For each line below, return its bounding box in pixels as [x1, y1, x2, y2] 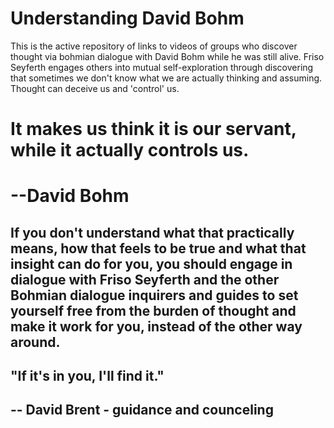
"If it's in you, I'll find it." [10, 368, 165, 385]
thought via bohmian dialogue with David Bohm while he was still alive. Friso [10, 50, 325, 62]
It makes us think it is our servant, [10, 118, 297, 141]
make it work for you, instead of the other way [10, 318, 303, 335]
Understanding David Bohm [10, 7, 245, 30]
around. [10, 333, 61, 351]
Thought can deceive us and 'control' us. [10, 82, 180, 94]
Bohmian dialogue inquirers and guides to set [10, 287, 299, 304]
